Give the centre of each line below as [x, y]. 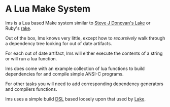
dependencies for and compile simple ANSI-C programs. [64, 74]
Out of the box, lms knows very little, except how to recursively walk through [85, 38]
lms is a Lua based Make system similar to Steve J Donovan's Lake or [78, 23]
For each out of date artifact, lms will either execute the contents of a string [84, 53]
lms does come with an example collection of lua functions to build [75, 68]
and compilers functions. [31, 89]
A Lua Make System [48, 9]
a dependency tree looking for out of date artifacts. [59, 43]
